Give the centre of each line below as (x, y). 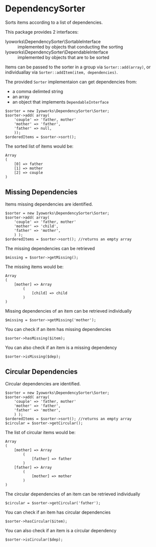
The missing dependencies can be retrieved (50, 248)
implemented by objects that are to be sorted (64, 57)
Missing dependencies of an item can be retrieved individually (69, 311)
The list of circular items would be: (40, 432)
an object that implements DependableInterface (60, 102)
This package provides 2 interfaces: (42, 32)
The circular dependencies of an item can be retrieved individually (73, 494)
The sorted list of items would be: (39, 146)
